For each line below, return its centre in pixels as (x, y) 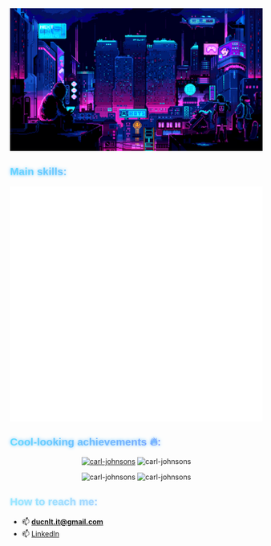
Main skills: (38, 171)
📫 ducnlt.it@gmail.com (62, 521)
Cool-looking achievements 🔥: (86, 442)
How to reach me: (54, 502)
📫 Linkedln (40, 533)
